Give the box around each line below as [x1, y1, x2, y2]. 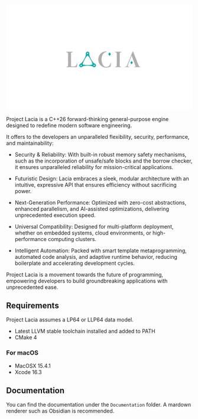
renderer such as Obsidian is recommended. [6, 407, 115, 415]
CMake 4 [14, 334, 37, 341]
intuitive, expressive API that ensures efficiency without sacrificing [14, 181, 177, 188]
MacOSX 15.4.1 [14, 362, 51, 369]
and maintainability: [6, 139, 54, 147]
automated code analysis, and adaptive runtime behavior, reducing [14, 253, 177, 260]
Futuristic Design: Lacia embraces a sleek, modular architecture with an [14, 175, 189, 182]
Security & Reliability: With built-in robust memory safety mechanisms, [14, 151, 187, 158]
